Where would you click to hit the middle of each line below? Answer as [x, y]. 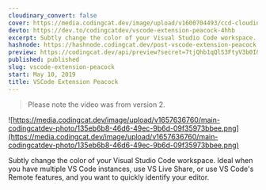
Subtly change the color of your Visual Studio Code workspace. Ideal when [131, 160]
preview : [23, 52]
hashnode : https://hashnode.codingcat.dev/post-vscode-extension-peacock [133, 45]
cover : [19, 23]
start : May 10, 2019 [42, 74]
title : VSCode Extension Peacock [63, 82]
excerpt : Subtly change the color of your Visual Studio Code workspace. [133, 38]
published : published [44, 60]
